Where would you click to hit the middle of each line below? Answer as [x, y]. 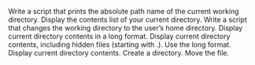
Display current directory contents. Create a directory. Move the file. [119, 53]
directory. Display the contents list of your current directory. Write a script [128, 20]
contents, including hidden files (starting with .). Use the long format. [120, 45]
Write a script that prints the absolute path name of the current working [124, 11]
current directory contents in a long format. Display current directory [119, 36]
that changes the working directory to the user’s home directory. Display [126, 28]
